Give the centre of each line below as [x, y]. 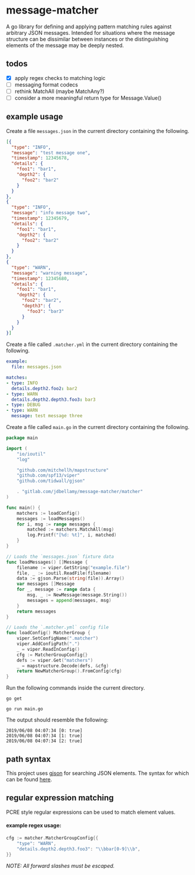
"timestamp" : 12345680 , [40, 278]
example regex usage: [34, 826]
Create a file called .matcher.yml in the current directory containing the [92, 344]
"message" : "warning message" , [50, 273]
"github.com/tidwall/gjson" [51, 481]
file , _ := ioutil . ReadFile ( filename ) [64, 573]
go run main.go [25, 709]
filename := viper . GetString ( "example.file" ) [73, 568]
